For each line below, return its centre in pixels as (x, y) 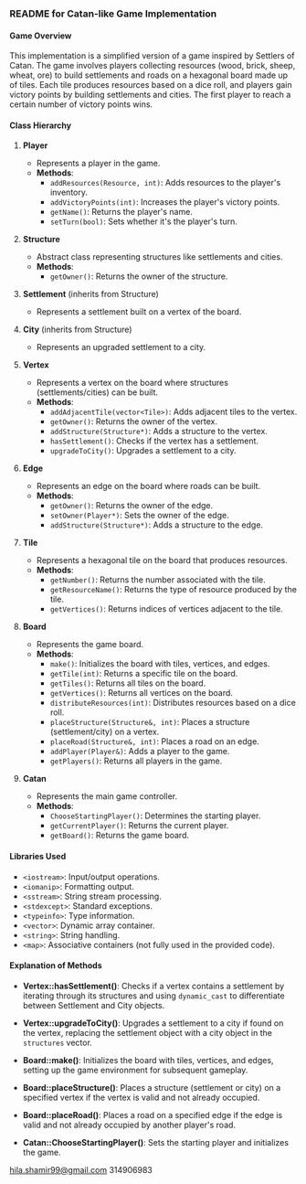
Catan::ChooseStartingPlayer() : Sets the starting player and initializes (156, 1142)
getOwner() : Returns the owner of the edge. (132, 506)
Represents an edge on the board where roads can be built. (148, 486)
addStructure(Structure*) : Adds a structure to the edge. (156, 525)
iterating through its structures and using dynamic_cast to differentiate (153, 996)
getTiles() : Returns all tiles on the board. (128, 683)
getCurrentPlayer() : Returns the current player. (139, 826)
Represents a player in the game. (98, 164)
